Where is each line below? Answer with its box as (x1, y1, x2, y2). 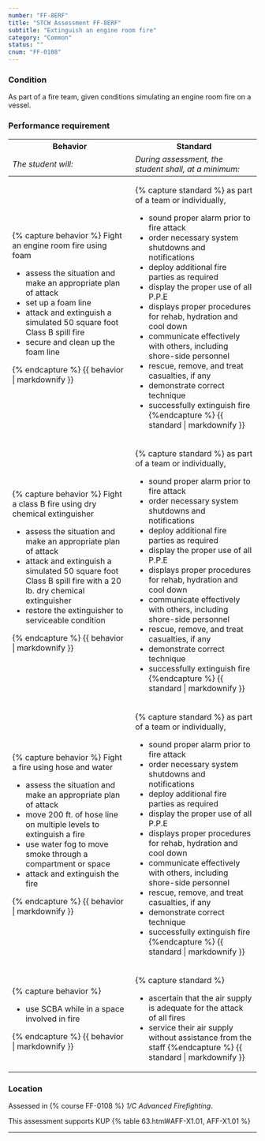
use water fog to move (25, 838, 109, 849)
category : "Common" (8, 33, 73, 42)
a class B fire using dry (12, 498, 97, 509)
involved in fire (25, 1013, 80, 1024)
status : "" (8, 41, 44, 49)
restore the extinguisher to (25, 604, 124, 615)
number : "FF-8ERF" (8, 11, 69, 20)
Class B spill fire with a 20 (25, 575, 122, 586)
